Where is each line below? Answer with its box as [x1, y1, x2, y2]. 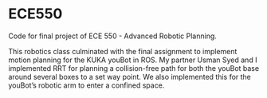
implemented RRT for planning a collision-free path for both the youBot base [8, 63, 260, 73]
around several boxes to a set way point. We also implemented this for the [8, 72, 251, 81]
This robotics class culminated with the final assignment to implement [8, 46, 238, 56]
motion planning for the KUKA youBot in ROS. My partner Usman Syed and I [8, 55, 257, 65]
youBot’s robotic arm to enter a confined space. [8, 80, 165, 90]
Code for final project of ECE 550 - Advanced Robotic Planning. [8, 31, 218, 41]
